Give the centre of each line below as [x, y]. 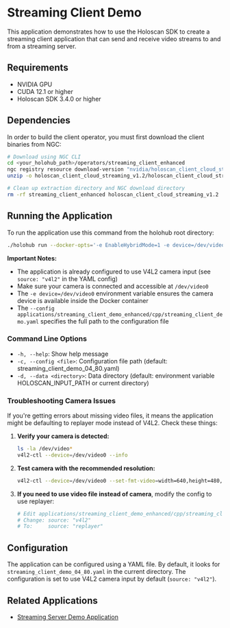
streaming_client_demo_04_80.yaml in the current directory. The [97, 572]
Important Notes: [32, 258]
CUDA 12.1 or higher [45, 91]
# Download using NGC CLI [44, 157]
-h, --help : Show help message [63, 354]
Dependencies [39, 120]
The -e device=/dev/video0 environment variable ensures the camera [115, 293]
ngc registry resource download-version [66, 169]
